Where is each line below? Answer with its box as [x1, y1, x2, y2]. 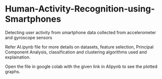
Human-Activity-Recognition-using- [5, 3, 155, 14]
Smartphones [5, 13, 62, 25]
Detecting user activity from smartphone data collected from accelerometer [5, 29, 156, 35]
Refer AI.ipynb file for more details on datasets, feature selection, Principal [5, 44, 154, 50]
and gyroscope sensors [5, 35, 52, 40]
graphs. [5, 68, 20, 74]
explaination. [5, 54, 31, 60]
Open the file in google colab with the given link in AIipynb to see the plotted [5, 64, 158, 69]
